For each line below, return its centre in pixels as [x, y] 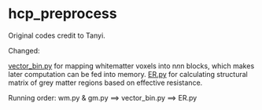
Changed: [24, 50]
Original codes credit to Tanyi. [57, 35]
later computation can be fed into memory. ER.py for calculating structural [128, 74]
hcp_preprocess [63, 14]
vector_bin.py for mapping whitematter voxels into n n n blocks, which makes [131, 66]
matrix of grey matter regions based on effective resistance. [105, 82]
